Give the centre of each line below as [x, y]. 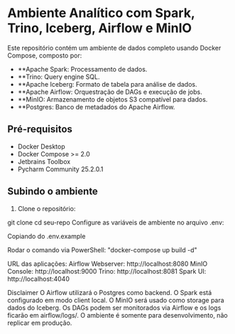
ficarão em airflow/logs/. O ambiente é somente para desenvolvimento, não [118, 315]
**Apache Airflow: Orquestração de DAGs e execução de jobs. [110, 92]
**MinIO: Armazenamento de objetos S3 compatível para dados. [113, 99]
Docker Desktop [41, 146]
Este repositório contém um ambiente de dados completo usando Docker [114, 48]
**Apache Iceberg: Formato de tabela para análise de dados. [107, 84]
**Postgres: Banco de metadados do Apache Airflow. [96, 107]
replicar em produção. [40, 323]
